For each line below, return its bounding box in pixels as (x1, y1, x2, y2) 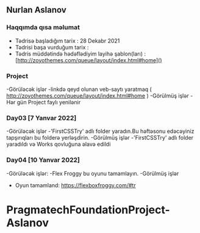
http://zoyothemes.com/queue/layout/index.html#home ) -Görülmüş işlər (6, 91, 189, 99)
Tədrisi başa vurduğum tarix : (15, 43, 89, 51)
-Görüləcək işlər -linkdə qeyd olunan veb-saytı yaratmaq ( (6, 85, 152, 93)
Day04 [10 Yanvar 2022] (6, 156, 80, 164)
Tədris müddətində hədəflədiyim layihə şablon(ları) (15, 50, 143, 57)
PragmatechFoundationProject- (6, 203, 171, 217)
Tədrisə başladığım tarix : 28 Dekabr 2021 (15, 37, 120, 45)
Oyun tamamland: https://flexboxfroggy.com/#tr (15, 181, 136, 188)
